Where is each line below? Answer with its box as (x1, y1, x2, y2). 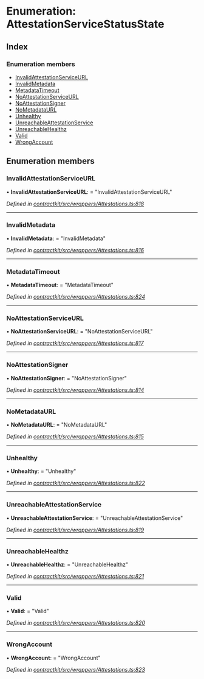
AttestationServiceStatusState (6, 17, 165, 31)
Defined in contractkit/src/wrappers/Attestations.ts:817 (6, 339, 144, 347)
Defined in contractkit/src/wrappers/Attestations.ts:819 (6, 526, 144, 533)
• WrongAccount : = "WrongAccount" (6, 654, 101, 661)
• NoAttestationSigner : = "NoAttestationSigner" (6, 374, 127, 382)
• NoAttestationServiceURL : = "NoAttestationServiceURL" (6, 328, 153, 335)
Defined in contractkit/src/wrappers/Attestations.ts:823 (6, 666, 146, 673)
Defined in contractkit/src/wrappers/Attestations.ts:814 (6, 386, 144, 394)
